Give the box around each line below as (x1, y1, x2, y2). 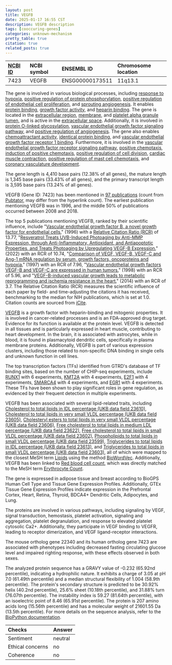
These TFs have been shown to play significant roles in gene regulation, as (5, 385, 163, 391)
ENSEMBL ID (61, 65, 93, 72)
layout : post (5, 7, 33, 13)
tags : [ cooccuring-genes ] (5, 27, 60, 32)
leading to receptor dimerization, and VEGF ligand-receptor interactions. (5, 529, 158, 535)
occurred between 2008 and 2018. (5, 208, 79, 214)
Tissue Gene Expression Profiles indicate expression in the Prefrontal (5, 486, 151, 492)
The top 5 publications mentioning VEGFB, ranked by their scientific (5, 218, 148, 224)
